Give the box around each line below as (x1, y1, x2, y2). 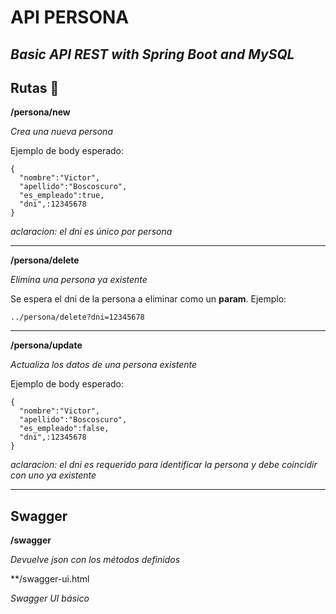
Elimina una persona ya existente (10, 274, 148, 286)
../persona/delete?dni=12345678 (10, 312, 145, 323)
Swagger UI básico (10, 592, 90, 605)
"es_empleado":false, (19, 424, 110, 434)
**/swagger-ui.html (10, 573, 90, 585)
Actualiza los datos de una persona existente (10, 359, 198, 371)
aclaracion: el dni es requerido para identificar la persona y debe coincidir (10, 459, 318, 471)
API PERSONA (10, 6, 130, 29)
